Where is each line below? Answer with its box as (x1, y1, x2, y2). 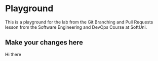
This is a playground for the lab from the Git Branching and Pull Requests (5, 19, 153, 25)
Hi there (5, 51, 21, 57)
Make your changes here (5, 39, 83, 47)
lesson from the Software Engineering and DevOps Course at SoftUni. (5, 24, 147, 30)
